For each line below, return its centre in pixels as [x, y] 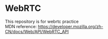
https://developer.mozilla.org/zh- [71, 26]
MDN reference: [21, 26]
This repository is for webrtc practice [42, 21]
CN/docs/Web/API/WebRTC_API [37, 31]
